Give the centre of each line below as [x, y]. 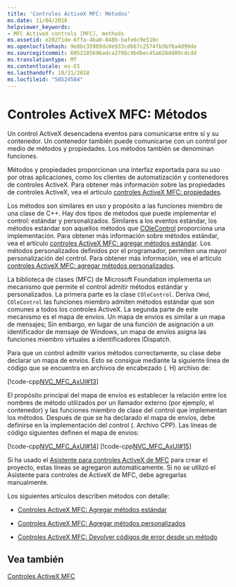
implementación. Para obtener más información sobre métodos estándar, [113, 236]
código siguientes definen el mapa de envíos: [73, 433]
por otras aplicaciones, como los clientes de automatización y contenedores [118, 178]
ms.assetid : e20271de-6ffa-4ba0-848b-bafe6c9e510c [83, 40]
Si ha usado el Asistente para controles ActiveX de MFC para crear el [107, 460]
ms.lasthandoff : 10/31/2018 [49, 73]
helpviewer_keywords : [39, 27]
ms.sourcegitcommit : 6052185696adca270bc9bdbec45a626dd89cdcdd [102, 54]
